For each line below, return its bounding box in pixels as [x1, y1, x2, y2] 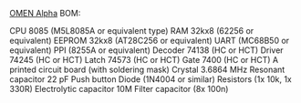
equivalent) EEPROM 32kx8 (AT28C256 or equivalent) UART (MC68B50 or [9, 36, 290, 46]
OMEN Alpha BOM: [9, 8, 81, 18]
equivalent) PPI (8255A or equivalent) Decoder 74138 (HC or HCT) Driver [9, 45, 285, 56]
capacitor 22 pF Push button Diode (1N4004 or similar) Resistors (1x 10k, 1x [9, 74, 292, 85]
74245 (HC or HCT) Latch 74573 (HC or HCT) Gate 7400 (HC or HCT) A [9, 55, 279, 65]
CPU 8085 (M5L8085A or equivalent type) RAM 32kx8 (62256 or [9, 26, 254, 36]
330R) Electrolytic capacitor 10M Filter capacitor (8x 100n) [9, 84, 229, 94]
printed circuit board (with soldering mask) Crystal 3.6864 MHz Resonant [9, 64, 285, 75]
